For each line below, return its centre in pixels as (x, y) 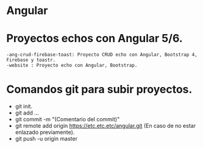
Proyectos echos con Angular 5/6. (94, 39)
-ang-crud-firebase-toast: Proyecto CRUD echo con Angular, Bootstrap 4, (102, 55)
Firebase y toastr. (31, 60)
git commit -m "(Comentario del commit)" (67, 119)
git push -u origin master (46, 139)
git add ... (27, 113)
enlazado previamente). (45, 132)
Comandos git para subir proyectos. (99, 90)
